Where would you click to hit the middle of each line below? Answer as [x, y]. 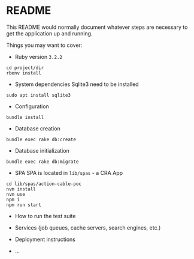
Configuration [32, 106]
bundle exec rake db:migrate [43, 162]
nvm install [21, 189]
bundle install [25, 117]
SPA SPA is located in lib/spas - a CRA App [69, 172]
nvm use [16, 194]
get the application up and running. [49, 33]
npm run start [24, 205]
